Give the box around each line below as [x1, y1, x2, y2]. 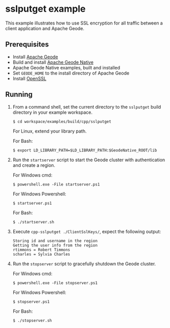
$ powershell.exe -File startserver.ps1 [12, 182, 100, 187]
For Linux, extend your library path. [12, 128, 87, 134]
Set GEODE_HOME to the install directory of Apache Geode [12, 70, 130, 76]
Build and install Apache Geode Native [12, 59, 93, 65]
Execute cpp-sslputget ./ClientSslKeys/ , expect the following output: [12, 228, 161, 235]
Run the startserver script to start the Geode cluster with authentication [12, 157, 165, 163]
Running [5, 90, 33, 99]
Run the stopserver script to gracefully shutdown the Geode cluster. [12, 261, 156, 267]
